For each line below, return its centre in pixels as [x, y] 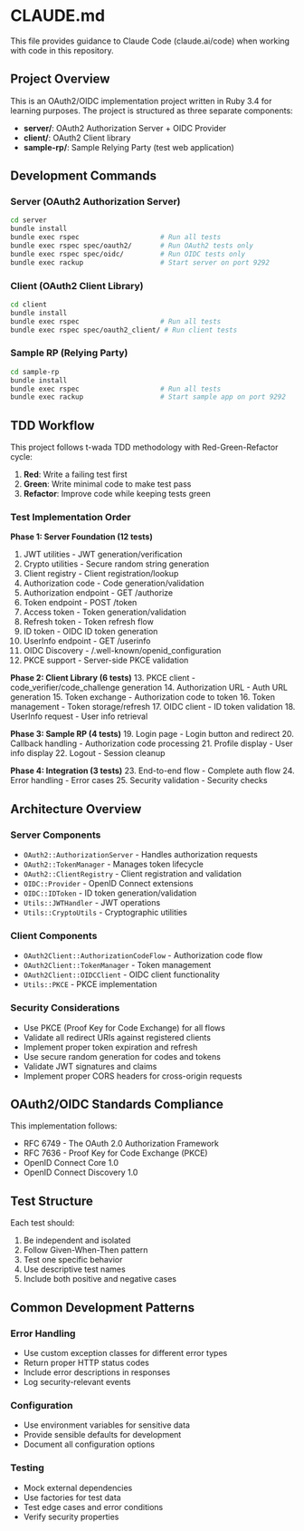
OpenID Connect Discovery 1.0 [81, 1172]
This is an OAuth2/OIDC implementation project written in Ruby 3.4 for [141, 101]
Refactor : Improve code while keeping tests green [117, 494]
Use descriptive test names [74, 1269]
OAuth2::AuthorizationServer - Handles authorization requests [141, 855]
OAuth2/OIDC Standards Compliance [117, 1105]
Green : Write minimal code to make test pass [107, 484]
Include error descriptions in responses [97, 1372]
